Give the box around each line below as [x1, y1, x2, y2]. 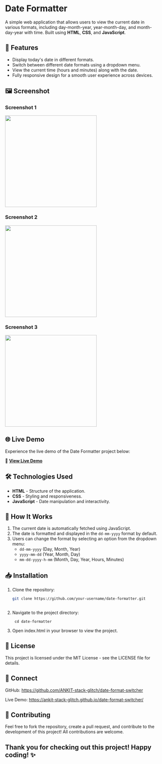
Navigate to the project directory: [12, 610, 79, 616]
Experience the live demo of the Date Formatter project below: [5, 448, 130, 454]
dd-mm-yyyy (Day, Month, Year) [19, 546, 81, 552]
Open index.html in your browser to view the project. [12, 628, 118, 633]
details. [5, 660, 20, 666]
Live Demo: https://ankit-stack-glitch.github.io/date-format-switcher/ [5, 697, 144, 702]
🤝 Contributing [5, 711, 51, 719]
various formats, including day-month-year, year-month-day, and [5, 24, 136, 30]
